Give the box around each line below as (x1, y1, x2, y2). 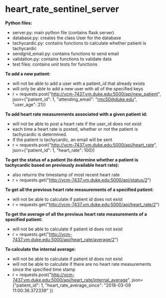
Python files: (5, 20, 32, 26)
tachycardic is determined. (12, 131, 68, 137)
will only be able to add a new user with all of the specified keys (12, 85, 143, 91)
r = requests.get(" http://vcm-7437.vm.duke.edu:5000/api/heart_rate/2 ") (12, 201, 160, 207)
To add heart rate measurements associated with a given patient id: (5, 111, 148, 117)
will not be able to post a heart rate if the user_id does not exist (12, 121, 142, 127)
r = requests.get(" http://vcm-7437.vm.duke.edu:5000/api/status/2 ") (12, 177, 152, 183)
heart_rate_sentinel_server (5, 3, 119, 15)
